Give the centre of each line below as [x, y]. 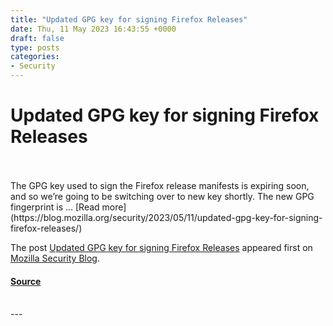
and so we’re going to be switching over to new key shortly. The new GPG [162, 196]
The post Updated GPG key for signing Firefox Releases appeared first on [161, 247]
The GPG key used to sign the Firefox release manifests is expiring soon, [160, 185]
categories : [35, 57]
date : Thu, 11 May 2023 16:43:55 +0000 [93, 29]
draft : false [37, 38]
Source [26, 281]
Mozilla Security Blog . [55, 258]
